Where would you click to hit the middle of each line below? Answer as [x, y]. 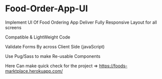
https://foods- [113, 66]
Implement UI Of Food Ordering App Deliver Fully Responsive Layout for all [81, 22]
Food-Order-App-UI [46, 9]
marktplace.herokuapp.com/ [34, 71]
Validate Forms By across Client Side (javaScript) [55, 46]
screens [13, 27]
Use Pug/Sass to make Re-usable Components [53, 56]
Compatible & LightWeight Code [38, 37]
